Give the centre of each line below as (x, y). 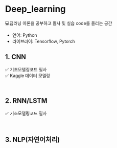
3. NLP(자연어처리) (33, 139)
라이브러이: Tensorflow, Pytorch (44, 41)
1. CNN (15, 57)
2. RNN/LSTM (26, 101)
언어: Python (25, 35)
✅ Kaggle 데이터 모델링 (28, 75)
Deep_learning (35, 9)
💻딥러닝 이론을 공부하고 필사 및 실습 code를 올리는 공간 (59, 23)
